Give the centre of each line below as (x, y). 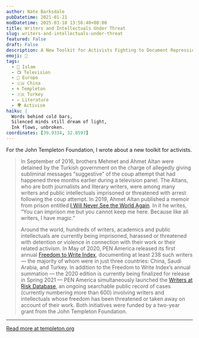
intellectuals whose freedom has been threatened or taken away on (103, 299)
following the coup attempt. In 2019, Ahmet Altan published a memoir (105, 199)
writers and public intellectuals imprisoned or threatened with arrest (103, 193)
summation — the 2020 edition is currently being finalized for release (105, 273)
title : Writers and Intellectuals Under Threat (66, 28)
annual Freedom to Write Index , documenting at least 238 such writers (107, 254)
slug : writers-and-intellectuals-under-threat (65, 34)
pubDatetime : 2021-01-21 (37, 17)
